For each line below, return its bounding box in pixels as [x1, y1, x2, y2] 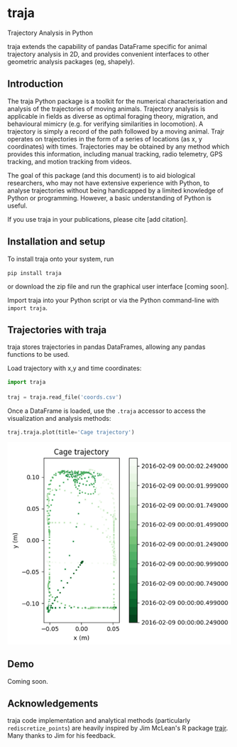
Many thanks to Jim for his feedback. [7, 731, 116, 740]
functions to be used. [7, 350, 70, 359]
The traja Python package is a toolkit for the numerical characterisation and [7, 97, 228, 105]
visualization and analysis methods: [7, 414, 111, 422]
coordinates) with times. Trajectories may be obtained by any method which [7, 142, 230, 151]
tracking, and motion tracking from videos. [7, 157, 132, 166]
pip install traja [7, 269, 62, 276]
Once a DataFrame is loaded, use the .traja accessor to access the [7, 407, 206, 415]
